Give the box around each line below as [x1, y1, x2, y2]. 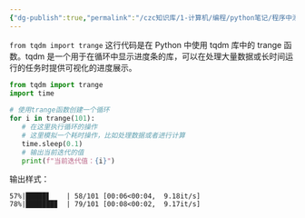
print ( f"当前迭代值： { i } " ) [21, 156, 115, 165]
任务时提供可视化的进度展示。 [25, 62, 137, 73]
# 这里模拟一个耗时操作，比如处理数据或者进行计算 [21, 131, 186, 140]
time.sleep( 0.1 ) [21, 139, 84, 148]
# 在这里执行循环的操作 [21, 123, 98, 132]
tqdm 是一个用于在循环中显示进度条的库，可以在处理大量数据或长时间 [25, 51, 286, 62]
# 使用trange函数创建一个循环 [9, 105, 111, 114]
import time [9, 88, 54, 98]
